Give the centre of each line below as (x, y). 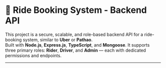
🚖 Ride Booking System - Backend (76, 10)
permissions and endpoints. (33, 55)
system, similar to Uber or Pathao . (58, 40)
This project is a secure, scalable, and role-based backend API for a (74, 34)
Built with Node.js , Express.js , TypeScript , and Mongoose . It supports (77, 45)
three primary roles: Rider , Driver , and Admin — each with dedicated (76, 50)
